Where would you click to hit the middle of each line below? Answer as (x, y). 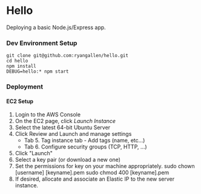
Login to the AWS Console (48, 115)
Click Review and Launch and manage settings (73, 134)
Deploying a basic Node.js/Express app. (56, 27)
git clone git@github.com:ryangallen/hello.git (68, 56)
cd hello (17, 61)
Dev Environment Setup (42, 43)
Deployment (25, 87)
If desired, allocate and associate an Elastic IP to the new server (95, 179)
